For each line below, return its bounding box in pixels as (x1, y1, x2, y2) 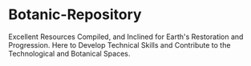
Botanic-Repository (8, 6, 142, 24)
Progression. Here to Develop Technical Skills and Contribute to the (8, 40, 231, 49)
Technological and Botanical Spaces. (8, 49, 131, 58)
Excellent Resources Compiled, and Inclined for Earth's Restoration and (8, 32, 244, 41)
